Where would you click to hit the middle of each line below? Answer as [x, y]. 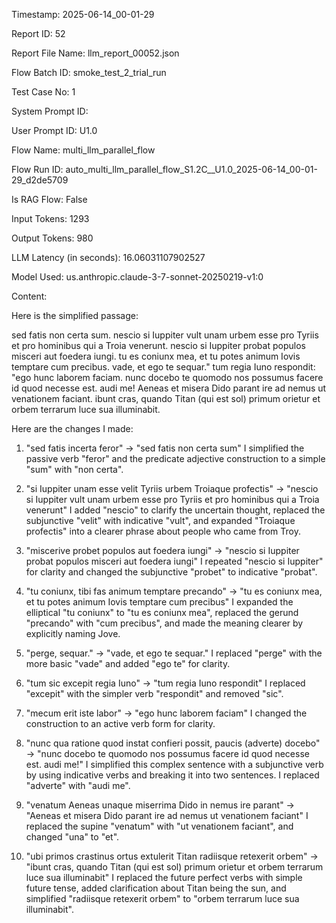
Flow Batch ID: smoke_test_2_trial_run [89, 72]
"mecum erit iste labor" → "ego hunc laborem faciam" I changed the [166, 713]
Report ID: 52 [38, 33]
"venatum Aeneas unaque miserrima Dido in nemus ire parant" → [160, 805]
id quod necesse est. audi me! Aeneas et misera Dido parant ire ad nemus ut [169, 388]
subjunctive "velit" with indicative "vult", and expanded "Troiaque [160, 520]
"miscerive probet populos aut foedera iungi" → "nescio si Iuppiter [162, 550]
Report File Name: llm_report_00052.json [95, 53]
